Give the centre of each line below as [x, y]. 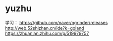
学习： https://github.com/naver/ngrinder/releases [56, 22]
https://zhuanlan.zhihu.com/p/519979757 [47, 33]
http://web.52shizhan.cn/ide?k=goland [45, 28]
